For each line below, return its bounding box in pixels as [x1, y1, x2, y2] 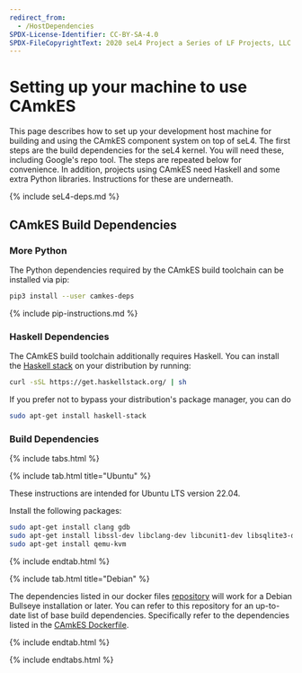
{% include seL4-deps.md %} [9, 191, 120, 202]
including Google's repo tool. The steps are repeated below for [9, 155, 242, 166]
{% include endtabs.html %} [9, 654, 114, 665]
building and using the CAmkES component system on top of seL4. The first [9, 136, 290, 147]
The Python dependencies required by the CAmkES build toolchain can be [9, 265, 285, 275]
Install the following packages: [9, 506, 122, 516]
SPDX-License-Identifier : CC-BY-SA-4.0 [9, 30, 159, 39]
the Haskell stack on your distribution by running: [9, 361, 191, 372]
